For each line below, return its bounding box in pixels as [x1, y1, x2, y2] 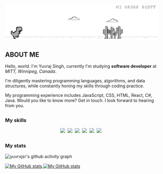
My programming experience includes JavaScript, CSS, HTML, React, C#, [5, 93, 152, 98]
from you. [5, 103, 25, 109]
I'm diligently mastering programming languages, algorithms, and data [5, 78, 146, 84]
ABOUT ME [5, 50, 40, 59]
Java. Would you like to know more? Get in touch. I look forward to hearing [5, 97, 154, 103]
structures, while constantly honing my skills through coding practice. [5, 83, 145, 89]
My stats [5, 142, 26, 149]
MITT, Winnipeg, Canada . [5, 68, 57, 74]
